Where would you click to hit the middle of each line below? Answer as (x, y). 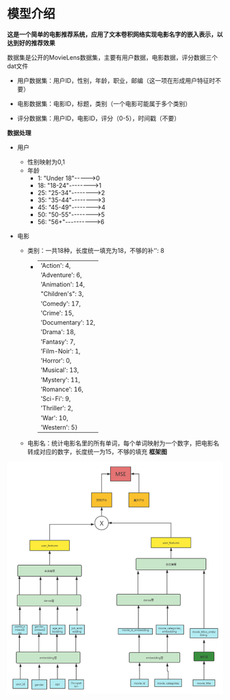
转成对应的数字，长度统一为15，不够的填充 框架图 (97, 452)
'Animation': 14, (63, 284)
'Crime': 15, (57, 313)
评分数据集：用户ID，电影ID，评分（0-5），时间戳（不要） (99, 118)
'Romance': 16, (62, 389)
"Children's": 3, (62, 294)
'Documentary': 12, (68, 323)
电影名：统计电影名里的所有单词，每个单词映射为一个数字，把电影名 (123, 443)
